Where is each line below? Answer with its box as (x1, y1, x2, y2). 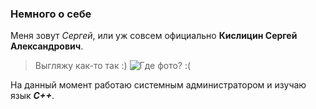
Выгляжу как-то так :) (34, 60, 128, 72)
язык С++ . (10, 90, 55, 102)
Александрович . (10, 40, 84, 52)
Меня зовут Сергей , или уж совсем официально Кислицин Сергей (10, 30, 298, 42)
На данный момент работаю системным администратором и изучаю (10, 79, 307, 91)
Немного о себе (10, 7, 92, 21)
